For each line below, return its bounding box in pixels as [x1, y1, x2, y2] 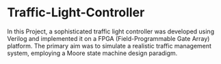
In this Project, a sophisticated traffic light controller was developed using [7, 27, 214, 35]
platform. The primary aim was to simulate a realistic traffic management [7, 42, 212, 50]
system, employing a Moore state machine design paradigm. [7, 49, 178, 57]
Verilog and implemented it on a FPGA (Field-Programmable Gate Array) [7, 34, 210, 42]
